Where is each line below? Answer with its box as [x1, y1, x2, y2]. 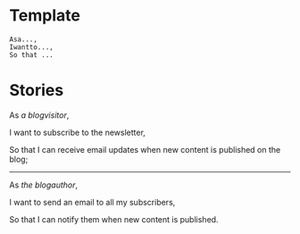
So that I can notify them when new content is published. [9, 213, 219, 224]
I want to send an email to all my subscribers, [9, 196, 176, 207]
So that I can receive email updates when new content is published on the [9, 144, 281, 155]
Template [9, 5, 80, 26]
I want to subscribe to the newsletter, [9, 127, 146, 138]
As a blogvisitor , [9, 109, 70, 121]
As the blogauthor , [9, 180, 79, 190]
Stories [9, 80, 64, 101]
